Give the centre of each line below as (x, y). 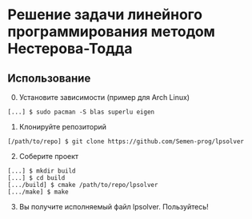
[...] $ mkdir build (42, 171)
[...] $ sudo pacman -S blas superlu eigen (81, 112)
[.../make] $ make (38, 192)
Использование (49, 78)
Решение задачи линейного (105, 15)
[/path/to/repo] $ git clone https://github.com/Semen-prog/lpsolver (126, 141)
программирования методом (111, 32)
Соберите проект (49, 156)
